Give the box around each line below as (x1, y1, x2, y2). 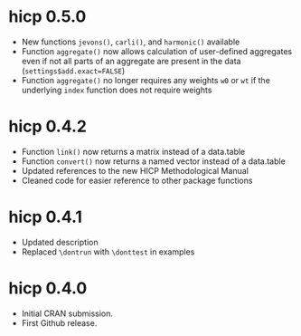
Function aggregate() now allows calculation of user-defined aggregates (21, 45, 293, 56)
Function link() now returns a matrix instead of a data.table (21, 146, 246, 157)
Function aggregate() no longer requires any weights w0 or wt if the (21, 74, 270, 85)
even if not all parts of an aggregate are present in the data (21, 55, 241, 66)
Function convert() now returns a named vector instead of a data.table (21, 156, 286, 167)
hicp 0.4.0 (8, 278, 88, 298)
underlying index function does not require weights (21, 84, 212, 95)
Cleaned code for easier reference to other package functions (21, 175, 253, 186)
